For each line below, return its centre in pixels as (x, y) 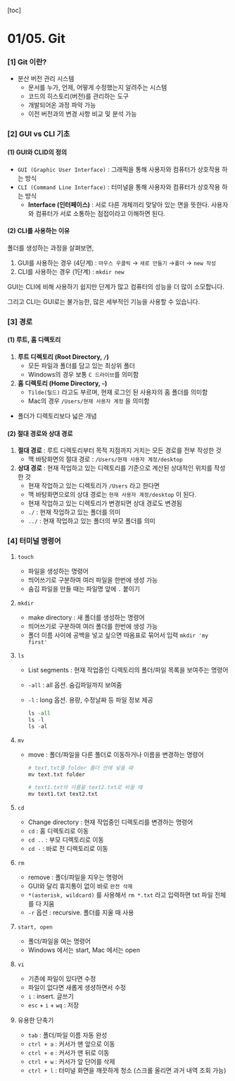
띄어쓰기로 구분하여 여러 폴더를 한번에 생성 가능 (93, 627)
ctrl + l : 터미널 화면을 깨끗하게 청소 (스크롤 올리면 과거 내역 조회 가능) (127, 1070)
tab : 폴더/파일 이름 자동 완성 (68, 1035)
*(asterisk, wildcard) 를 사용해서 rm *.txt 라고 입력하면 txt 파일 (120, 895)
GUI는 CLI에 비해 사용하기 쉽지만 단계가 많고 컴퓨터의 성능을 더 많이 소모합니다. (116, 286)
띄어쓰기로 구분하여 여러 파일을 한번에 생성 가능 (93, 580)
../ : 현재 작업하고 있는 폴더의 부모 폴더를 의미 (92, 521)
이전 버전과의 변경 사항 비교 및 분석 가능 (82, 114)
